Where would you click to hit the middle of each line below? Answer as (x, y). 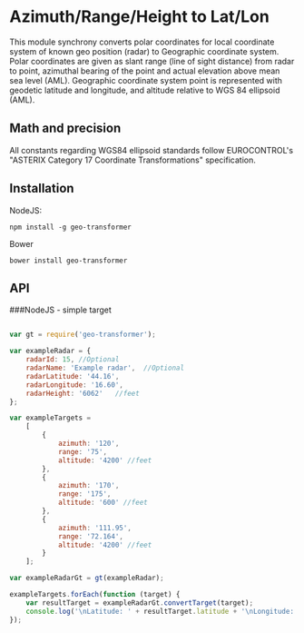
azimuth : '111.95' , (94, 528)
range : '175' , (84, 494)
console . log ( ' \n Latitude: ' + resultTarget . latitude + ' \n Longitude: (160, 611)
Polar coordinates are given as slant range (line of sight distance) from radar (152, 61)
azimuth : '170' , (88, 486)
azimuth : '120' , (88, 443)
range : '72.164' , (91, 536)
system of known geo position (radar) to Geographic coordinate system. (144, 51)
